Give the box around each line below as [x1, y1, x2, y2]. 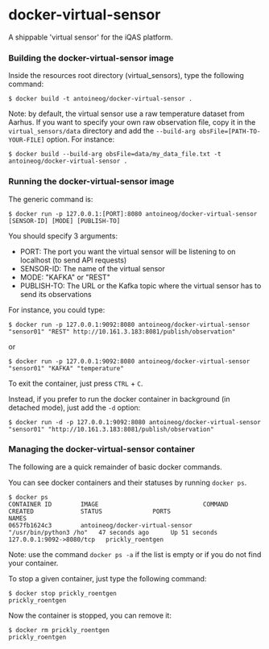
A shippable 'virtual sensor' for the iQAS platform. [8, 32, 173, 42]
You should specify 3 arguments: [8, 231, 118, 241]
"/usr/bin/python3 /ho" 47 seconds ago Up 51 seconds [8, 528, 218, 536]
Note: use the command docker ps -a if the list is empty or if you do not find [8, 549, 262, 559]
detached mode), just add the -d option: [8, 403, 141, 412]
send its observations [19, 289, 92, 299]
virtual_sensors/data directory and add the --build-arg [8, 126, 196, 136]
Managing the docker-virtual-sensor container [8, 444, 196, 455]
